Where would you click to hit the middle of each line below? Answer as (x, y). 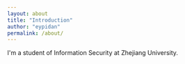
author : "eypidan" (34, 26)
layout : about (28, 14)
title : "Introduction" (40, 20)
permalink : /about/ (35, 33)
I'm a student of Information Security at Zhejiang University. (93, 53)
